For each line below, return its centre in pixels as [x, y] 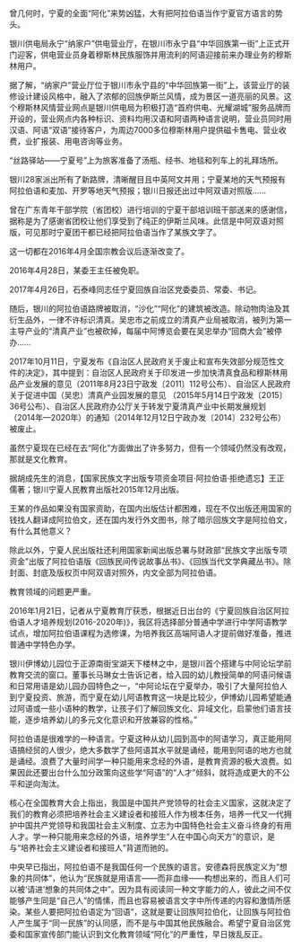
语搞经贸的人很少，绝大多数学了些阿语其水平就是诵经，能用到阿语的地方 [142, 750]
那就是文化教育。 [41, 459]
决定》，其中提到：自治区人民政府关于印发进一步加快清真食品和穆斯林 [152, 372]
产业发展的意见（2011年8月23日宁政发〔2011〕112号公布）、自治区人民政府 [154, 384]
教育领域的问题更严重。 [52, 592]
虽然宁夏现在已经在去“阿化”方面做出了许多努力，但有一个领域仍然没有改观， [150, 448]
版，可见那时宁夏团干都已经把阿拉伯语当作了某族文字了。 [115, 232]
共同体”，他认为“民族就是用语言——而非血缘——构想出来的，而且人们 [154, 878]
